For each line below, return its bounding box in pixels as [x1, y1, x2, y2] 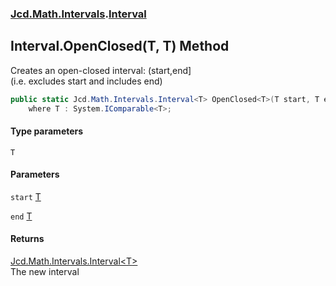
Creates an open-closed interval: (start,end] [10, 64, 192, 76]
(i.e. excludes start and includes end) [10, 75, 163, 87]
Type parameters [10, 125, 84, 137]
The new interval [10, 266, 80, 278]
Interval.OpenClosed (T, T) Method [10, 38, 230, 55]
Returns [10, 233, 45, 245]
